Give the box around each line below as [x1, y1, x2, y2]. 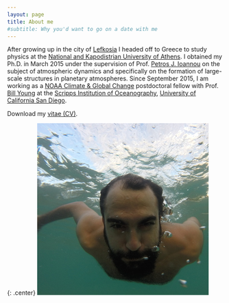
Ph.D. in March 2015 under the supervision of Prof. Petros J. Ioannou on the [7, 60, 221, 68]
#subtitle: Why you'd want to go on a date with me [7, 25, 158, 32]
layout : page [7, 11, 45, 18]
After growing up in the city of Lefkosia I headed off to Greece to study [7, 45, 207, 54]
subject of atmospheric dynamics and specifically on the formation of [7, 67, 204, 76]
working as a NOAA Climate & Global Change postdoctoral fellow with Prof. [7, 82, 219, 90]
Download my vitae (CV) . [7, 110, 78, 118]
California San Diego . [7, 96, 67, 104]
